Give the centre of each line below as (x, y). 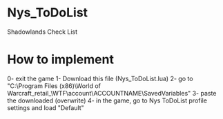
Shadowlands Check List (42, 32)
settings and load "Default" (46, 107)
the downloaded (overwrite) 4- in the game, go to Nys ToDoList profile (107, 100)
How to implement (60, 60)
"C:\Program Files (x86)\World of (54, 86)
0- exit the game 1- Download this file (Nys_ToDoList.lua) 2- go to (100, 78)
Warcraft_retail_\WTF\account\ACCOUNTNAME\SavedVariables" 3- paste (112, 93)
